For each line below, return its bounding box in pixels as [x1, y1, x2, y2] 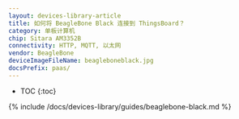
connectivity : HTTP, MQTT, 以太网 [8, 42, 122, 50]
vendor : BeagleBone [8, 49, 75, 57]
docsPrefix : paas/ [8, 64, 70, 72]
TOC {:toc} [19, 86, 57, 96]
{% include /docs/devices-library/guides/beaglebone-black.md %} [8, 101, 233, 111]
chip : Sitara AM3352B [8, 34, 82, 43]
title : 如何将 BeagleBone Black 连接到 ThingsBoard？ [8, 19, 186, 27]
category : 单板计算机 [8, 27, 75, 35]
